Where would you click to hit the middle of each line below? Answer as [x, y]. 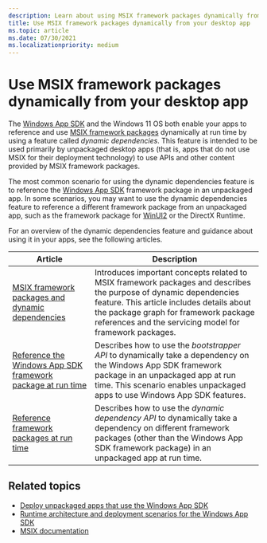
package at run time [50, 385]
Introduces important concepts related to [171, 273]
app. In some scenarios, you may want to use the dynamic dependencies [128, 199]
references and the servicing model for [167, 322]
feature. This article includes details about [173, 302]
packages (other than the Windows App [169, 438]
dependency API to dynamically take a [166, 418]
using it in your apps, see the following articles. [85, 239]
